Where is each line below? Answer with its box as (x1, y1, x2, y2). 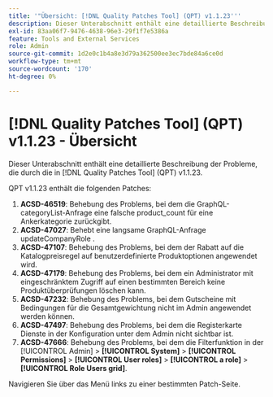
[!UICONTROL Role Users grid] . (19, 363, 128, 373)
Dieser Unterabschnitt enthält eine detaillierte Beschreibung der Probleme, (8, 159, 258, 168)
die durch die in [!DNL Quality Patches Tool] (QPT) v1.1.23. (8, 168, 203, 177)
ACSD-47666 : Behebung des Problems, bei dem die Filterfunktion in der (19, 337, 264, 347)
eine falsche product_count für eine (93, 207, 214, 217)
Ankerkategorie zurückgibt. (19, 216, 112, 226)
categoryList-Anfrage (19, 207, 93, 217)
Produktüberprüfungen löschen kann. (19, 286, 146, 295)
